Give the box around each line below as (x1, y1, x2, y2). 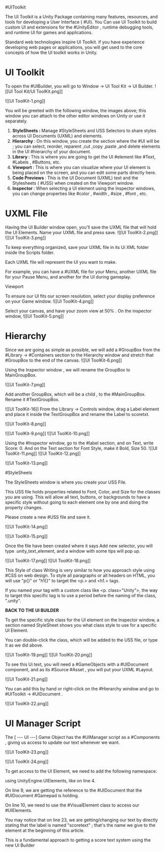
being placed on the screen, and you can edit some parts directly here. (12, 169, 157, 175)
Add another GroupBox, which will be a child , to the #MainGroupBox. (5, 391, 146, 397)
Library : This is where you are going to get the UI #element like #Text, (12, 154, 156, 160)
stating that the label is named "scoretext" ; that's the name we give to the (5, 822, 156, 828)
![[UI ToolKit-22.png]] (5, 700, 49, 706)
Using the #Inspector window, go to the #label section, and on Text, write (5, 440, 154, 446)
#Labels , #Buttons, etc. (12, 159, 61, 165)
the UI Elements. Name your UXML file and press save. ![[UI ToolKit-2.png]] (5, 229, 159, 235)
